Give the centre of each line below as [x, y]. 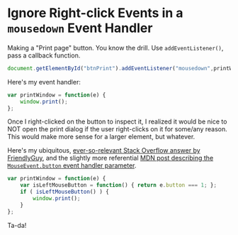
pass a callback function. [44, 55]
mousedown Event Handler [80, 28]
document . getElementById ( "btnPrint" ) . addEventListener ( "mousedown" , [110, 68]
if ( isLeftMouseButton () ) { [65, 192]
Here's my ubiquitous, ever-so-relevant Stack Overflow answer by [104, 151]
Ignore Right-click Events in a [95, 13]
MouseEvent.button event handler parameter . [72, 165]
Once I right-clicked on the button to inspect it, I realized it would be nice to [117, 121]
